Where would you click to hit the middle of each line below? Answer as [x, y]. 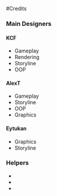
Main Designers [29, 24]
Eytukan [16, 128]
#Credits [17, 9]
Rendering [27, 57]
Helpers [17, 163]
